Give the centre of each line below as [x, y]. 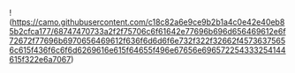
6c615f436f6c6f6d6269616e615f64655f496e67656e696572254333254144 [147, 50]
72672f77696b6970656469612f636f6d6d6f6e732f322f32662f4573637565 [147, 40]
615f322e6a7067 [40, 59]
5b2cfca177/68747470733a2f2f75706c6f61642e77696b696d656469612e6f [147, 31]
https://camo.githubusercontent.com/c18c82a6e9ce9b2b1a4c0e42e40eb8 [148, 22]
